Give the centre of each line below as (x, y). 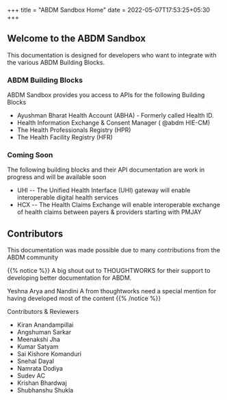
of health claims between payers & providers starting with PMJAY (109, 212)
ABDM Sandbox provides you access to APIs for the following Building (106, 95)
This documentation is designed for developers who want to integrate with (112, 55)
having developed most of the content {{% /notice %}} (84, 298)
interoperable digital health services (67, 198)
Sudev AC (31, 376)
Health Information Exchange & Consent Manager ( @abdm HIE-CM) (113, 123)
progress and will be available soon (57, 177)
